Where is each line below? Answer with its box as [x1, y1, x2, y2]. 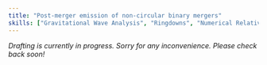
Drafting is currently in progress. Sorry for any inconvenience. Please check [8, 40, 257, 50]
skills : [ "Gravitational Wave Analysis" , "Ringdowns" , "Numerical [8, 19, 233, 27]
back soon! [8, 49, 45, 59]
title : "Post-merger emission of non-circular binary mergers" [8, 11, 222, 20]
